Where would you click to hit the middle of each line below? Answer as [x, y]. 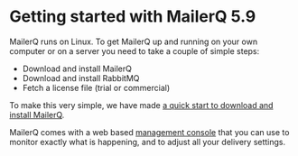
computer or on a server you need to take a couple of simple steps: [135, 50]
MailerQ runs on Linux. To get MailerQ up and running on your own [134, 41]
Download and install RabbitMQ [81, 78]
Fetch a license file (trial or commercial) [96, 87]
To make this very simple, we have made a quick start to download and [141, 105]
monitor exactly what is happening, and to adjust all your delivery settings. [148, 142]
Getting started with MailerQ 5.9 [133, 17]
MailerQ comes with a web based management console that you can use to [149, 132]
